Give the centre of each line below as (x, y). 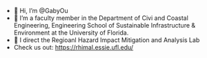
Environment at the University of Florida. (71, 32)
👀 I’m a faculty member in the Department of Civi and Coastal (101, 18)
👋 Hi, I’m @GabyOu (41, 11)
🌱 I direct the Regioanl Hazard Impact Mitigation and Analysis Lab (107, 40)
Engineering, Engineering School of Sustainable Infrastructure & (105, 25)
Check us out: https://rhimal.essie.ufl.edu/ (73, 47)
